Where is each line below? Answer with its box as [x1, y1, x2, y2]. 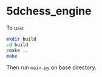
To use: [6, 24, 25, 32]
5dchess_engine [6, 4, 92, 18]
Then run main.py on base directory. [6, 64, 97, 71]
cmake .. [6, 47, 29, 53]
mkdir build [6, 36, 36, 42]
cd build [6, 41, 29, 48]
